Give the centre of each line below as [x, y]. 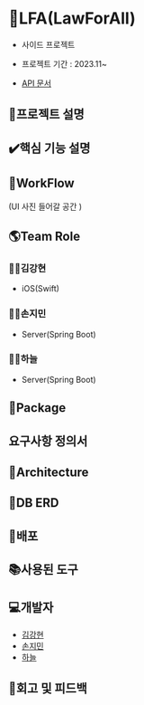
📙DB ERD [34, 503]
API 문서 [36, 83]
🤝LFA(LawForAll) [72, 19]
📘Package [37, 408]
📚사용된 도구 [43, 570]
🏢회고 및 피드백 [48, 688]
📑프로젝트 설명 [46, 114]
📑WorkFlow [41, 183]
